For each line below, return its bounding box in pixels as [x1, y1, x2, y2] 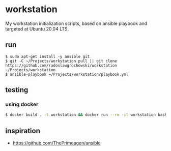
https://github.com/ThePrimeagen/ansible [12, 140, 101, 146]
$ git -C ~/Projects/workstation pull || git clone [5, 58, 117, 64]
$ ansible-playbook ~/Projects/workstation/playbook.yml [5, 72, 129, 77]
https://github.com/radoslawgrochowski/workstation [5, 63, 117, 68]
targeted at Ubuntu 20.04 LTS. [5, 25, 69, 32]
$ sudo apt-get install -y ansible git [5, 54, 90, 59]
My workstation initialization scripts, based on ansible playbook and [5, 20, 148, 26]
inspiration [5, 126, 41, 135]
